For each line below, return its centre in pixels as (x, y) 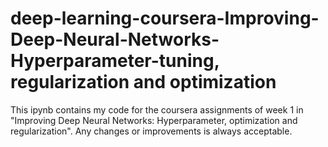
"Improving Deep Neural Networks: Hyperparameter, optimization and (154, 120)
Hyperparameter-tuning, (115, 61)
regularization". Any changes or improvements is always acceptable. (151, 131)
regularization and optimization (143, 82)
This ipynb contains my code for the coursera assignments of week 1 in (157, 109)
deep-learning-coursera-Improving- (165, 18)
